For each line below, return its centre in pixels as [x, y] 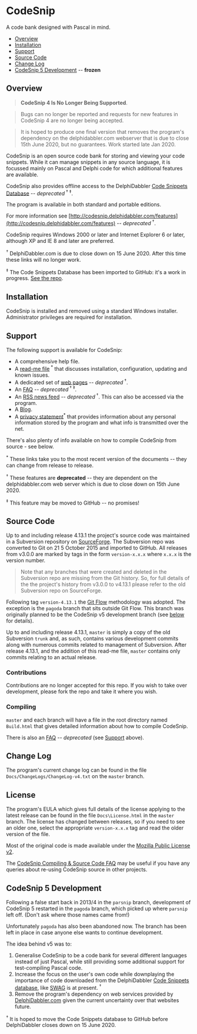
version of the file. [28, 834]
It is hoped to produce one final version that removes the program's [102, 131]
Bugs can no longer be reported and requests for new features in [99, 114]
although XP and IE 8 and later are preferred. [60, 241]
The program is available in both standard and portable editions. [84, 205]
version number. [26, 561]
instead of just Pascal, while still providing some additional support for [100, 961]
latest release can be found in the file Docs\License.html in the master [90, 815]
